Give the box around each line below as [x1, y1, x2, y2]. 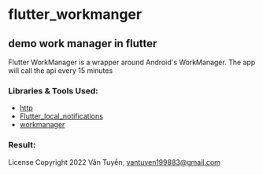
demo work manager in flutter [8, 37, 157, 50]
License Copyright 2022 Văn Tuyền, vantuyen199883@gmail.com [8, 157, 220, 166]
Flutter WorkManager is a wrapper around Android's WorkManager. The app [8, 57, 256, 67]
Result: [8, 140, 36, 151]
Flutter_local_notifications [19, 111, 104, 121]
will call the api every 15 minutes [8, 66, 113, 75]
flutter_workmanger [8, 5, 143, 24]
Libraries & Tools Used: [8, 85, 98, 96]
